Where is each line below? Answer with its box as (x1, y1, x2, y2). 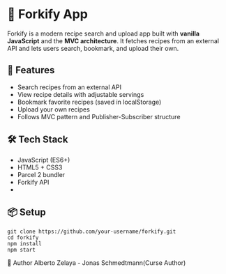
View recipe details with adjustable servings (17, 90, 144, 98)
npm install (7, 241, 42, 248)
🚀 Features (7, 64, 55, 76)
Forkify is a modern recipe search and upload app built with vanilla (7, 29, 200, 38)
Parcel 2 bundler (17, 170, 66, 178)
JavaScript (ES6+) (17, 155, 70, 164)
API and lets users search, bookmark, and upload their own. (7, 44, 179, 52)
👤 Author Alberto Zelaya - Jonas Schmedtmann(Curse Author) (7, 259, 186, 267)
